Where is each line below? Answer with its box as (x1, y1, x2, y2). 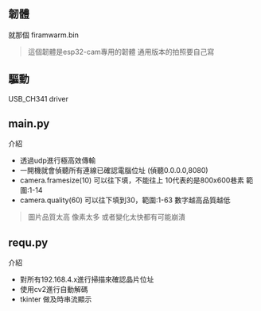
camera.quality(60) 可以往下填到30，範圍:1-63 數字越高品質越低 (19, 195, 231, 205)
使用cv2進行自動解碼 (19, 285, 88, 294)
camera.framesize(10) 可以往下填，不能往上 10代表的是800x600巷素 (19, 175, 245, 185)
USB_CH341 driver (8, 94, 69, 103)
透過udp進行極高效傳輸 (19, 155, 96, 165)
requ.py (8, 236, 49, 249)
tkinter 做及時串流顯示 (19, 294, 92, 304)
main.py (8, 117, 50, 131)
